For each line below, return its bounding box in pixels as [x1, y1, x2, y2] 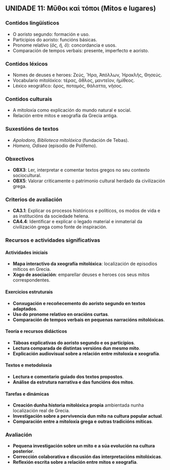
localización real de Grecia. [12, 408, 70, 414]
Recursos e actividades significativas [5, 237, 101, 244]
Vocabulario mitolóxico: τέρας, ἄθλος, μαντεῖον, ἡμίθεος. [12, 77, 135, 83]
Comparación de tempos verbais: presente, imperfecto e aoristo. [12, 47, 149, 53]
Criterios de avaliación [5, 196, 63, 203]
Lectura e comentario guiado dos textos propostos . [12, 373, 124, 379]
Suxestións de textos [5, 125, 59, 133]
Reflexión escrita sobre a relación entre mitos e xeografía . [12, 459, 138, 465]
